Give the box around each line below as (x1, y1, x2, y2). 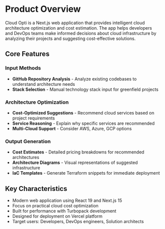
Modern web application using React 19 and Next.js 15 (12, 197, 122, 203)
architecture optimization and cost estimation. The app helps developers (5, 25, 152, 31)
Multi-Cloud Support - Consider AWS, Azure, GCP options (12, 125, 132, 131)
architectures (12, 154, 39, 160)
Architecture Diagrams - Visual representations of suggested (12, 159, 138, 166)
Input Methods (5, 65, 41, 72)
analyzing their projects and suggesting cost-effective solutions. (5, 36, 136, 41)
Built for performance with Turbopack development (12, 208, 117, 214)
